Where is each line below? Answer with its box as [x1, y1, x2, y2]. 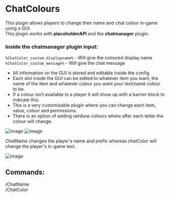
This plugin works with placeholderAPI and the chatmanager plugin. [5, 30, 150, 36]
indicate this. [12, 97, 40, 103]
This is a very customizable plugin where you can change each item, [12, 102, 156, 108]
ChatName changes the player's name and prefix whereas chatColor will [5, 138, 157, 144]
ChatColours [5, 3, 60, 15]
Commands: [5, 168, 45, 176]
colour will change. [12, 119, 53, 125]
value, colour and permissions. [12, 107, 77, 114]
